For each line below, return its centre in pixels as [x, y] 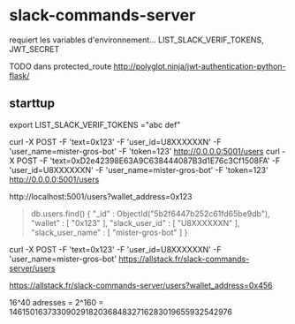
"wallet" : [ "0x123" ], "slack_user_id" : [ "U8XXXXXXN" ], [135, 222]
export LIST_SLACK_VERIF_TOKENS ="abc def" [95, 124]
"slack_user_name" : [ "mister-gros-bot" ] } [109, 232]
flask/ [19, 75]
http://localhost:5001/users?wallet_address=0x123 [101, 196]
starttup [32, 104]
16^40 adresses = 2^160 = [57, 302]
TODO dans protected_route [61, 66]
